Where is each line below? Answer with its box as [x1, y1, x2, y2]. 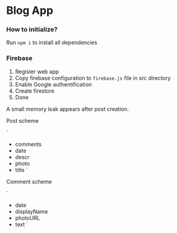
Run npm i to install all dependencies [6, 39, 98, 46]
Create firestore [14, 87, 54, 94]
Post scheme [6, 117, 39, 124]
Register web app [14, 68, 59, 75]
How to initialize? [6, 25, 58, 34]
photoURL [14, 214, 40, 222]
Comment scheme [6, 178, 53, 185]
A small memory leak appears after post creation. [6, 105, 129, 113]
